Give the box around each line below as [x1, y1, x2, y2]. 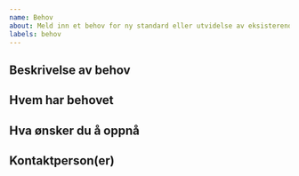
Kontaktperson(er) [9, 153, 115, 168]
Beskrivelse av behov [9, 62, 131, 77]
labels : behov [9, 29, 62, 38]
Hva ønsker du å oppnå [9, 123, 140, 138]
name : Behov [9, 12, 53, 22]
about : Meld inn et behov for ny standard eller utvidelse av [9, 21, 245, 30]
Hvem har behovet [9, 92, 114, 108]
